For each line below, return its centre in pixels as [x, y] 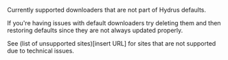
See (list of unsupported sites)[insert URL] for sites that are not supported [112, 43]
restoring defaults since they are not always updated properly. [95, 30]
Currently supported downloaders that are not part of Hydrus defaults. [107, 10]
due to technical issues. [41, 51]
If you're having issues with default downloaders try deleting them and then [114, 23]
